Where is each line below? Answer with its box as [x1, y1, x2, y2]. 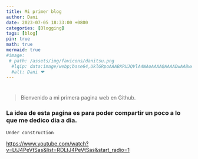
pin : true [6, 36, 31, 42]
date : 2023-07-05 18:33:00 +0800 [6, 19, 88, 25]
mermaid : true [6, 47, 41, 53]
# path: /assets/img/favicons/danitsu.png [8, 58, 115, 64]
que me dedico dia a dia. [6, 116, 78, 124]
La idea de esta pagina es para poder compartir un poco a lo [6, 109, 181, 117]
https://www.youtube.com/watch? [6, 140, 89, 147]
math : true [6, 42, 33, 48]
